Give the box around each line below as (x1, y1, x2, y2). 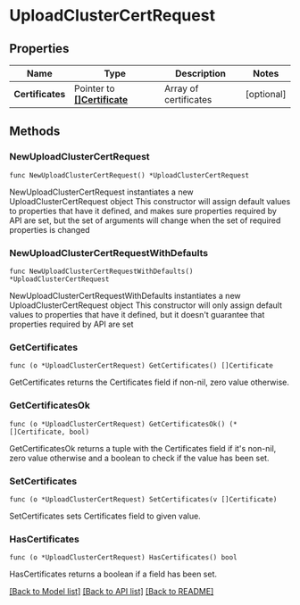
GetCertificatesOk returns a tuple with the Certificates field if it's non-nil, (9, 443, 277, 453)
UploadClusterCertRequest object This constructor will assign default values (9, 195, 291, 206)
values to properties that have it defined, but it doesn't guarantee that (9, 309, 265, 319)
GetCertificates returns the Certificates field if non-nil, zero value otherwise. (9, 377, 290, 388)
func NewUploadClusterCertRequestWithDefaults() (9, 267, 194, 276)
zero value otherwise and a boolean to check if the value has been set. (9, 452, 270, 463)
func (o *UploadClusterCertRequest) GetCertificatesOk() (9, 419, 226, 428)
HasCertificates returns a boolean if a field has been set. (9, 568, 217, 580)
